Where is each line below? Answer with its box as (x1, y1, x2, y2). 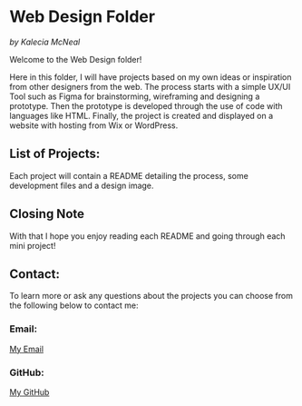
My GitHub (9, 386, 50, 397)
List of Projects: (9, 146, 101, 162)
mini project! (9, 240, 56, 251)
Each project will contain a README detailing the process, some (9, 170, 249, 181)
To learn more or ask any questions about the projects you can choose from (9, 291, 293, 302)
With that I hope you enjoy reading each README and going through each (9, 230, 286, 242)
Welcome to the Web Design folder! (9, 54, 142, 64)
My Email (9, 343, 44, 354)
